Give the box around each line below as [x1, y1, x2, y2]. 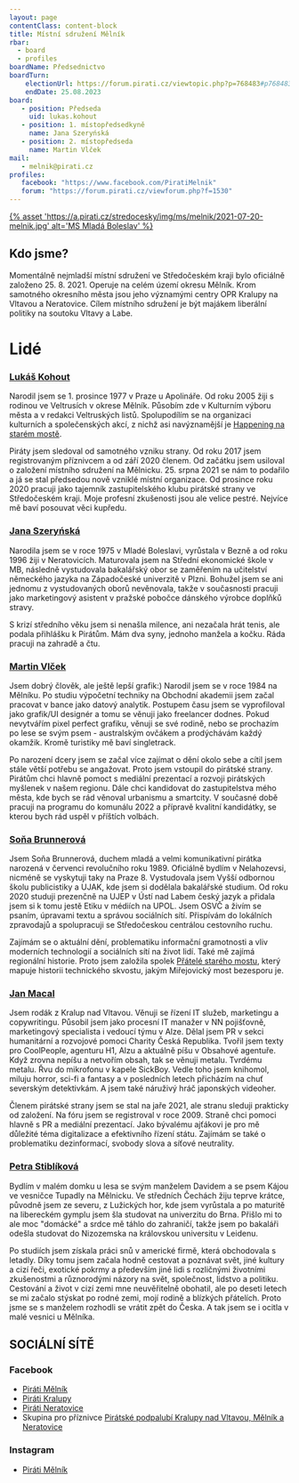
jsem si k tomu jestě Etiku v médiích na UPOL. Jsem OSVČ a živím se [9, 900, 263, 912]
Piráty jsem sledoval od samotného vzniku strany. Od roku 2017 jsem [9, 446, 262, 456]
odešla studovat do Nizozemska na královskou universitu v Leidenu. [9, 1228, 258, 1238]
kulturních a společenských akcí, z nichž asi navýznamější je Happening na [9, 419, 285, 430]
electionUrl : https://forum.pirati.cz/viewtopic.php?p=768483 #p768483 [25, 79, 293, 88]
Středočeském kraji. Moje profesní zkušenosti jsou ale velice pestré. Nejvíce [9, 493, 289, 504]
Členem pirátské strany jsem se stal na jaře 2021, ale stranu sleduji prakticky [9, 1100, 289, 1111]
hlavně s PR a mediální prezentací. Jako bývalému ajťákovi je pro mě [9, 1119, 260, 1130]
